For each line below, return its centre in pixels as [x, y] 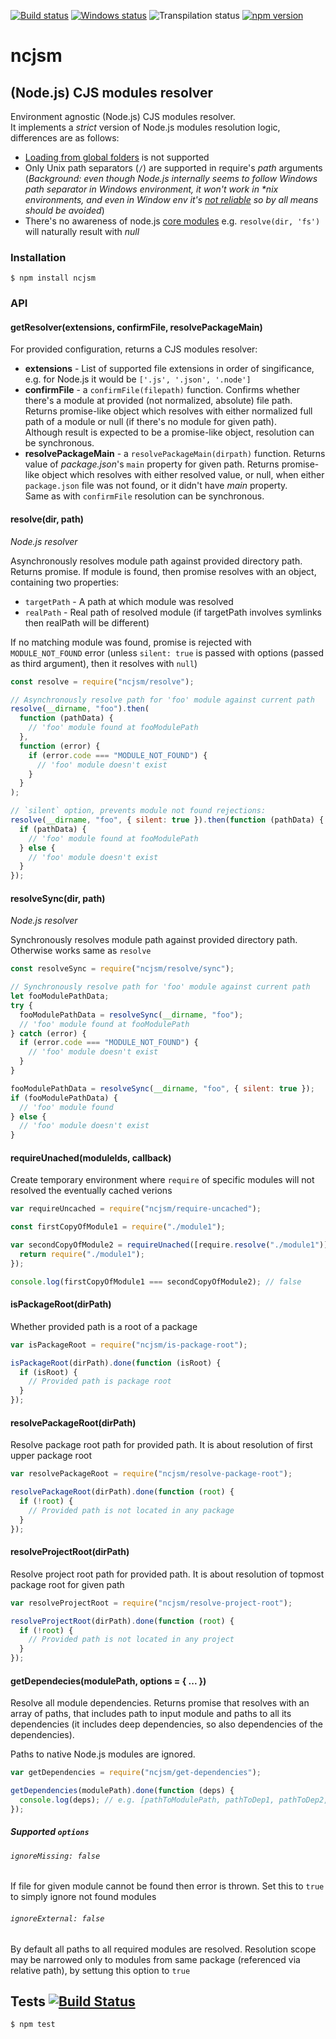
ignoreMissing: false [55, 1856]
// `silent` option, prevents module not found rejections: [138, 811]
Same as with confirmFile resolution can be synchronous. [144, 496]
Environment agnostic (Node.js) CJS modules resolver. [123, 116]
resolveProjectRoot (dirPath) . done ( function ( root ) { [122, 1621]
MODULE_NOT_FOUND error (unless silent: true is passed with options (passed [167, 652]
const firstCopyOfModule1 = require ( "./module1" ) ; [118, 1227]
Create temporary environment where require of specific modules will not [162, 1180]
